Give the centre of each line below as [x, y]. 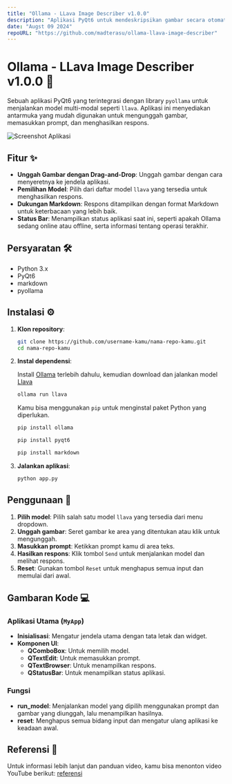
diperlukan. [33, 415]
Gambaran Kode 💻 [48, 598]
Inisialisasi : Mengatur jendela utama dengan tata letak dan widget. [112, 636]
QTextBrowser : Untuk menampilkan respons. [92, 666]
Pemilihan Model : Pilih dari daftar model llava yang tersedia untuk [112, 189]
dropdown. [32, 524]
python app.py [37, 478]
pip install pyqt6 [43, 440]
